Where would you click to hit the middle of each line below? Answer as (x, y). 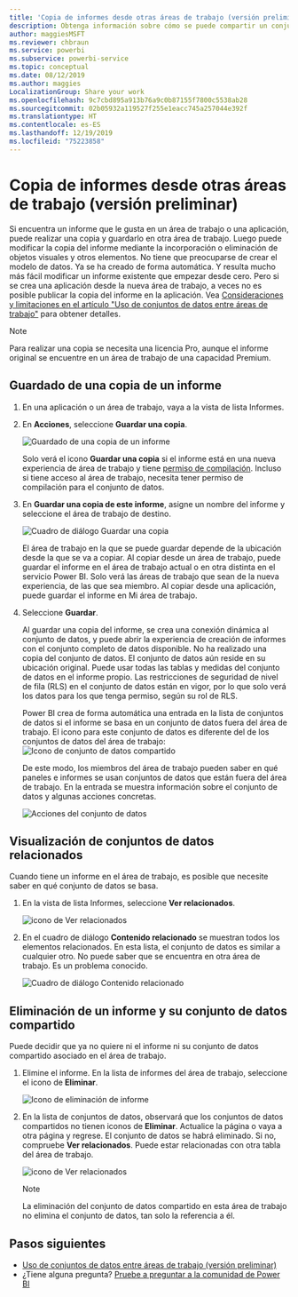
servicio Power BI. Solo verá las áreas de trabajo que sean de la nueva (150, 576)
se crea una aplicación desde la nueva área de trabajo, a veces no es (136, 285)
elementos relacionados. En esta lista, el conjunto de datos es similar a (151, 947)
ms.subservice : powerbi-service (69, 59)
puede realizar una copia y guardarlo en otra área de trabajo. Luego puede (145, 238)
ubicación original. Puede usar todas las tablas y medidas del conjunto (151, 667)
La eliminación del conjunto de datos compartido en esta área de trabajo (154, 1206)
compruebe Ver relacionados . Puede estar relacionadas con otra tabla (151, 1145)
